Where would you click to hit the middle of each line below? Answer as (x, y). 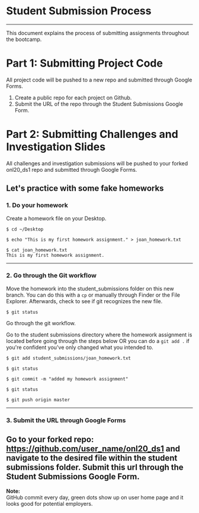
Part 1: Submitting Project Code (84, 63)
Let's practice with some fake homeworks (85, 188)
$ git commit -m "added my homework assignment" (67, 379)
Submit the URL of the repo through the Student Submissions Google (99, 104)
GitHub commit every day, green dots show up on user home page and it (95, 497)
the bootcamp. (24, 39)
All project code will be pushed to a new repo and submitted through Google (99, 80)
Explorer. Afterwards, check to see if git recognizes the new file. (84, 301)
